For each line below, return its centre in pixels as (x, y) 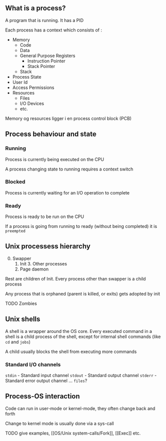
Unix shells (23, 319)
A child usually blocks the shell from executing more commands (71, 351)
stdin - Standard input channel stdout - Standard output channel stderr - (81, 375)
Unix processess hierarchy (48, 246)
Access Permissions (33, 87)
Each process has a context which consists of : (54, 30)
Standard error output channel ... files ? (46, 381)
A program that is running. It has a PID (44, 20)
